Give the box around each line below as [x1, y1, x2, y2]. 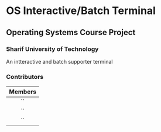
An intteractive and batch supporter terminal [6, 58, 113, 65]
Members [9, 88, 37, 96]
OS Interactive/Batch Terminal [6, 4, 156, 18]
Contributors [6, 72, 44, 81]
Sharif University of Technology [6, 45, 99, 53]
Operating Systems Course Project [6, 27, 136, 37]
